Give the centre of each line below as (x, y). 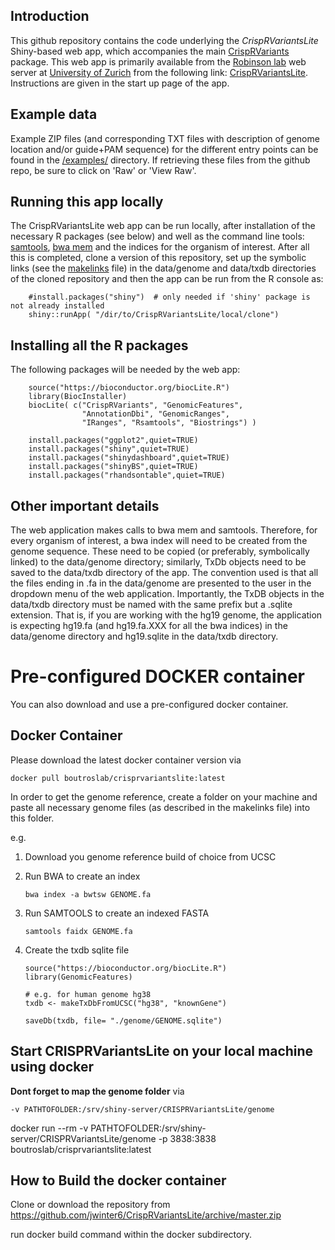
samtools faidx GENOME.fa (78, 931)
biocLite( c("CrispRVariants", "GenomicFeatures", (136, 405)
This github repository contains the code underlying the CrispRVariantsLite (164, 40)
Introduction (50, 16)
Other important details (85, 505)
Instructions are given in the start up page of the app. (120, 83)
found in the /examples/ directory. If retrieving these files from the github (160, 160)
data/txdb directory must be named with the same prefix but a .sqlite (151, 605)
